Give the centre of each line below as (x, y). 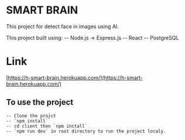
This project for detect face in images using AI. (62, 26)
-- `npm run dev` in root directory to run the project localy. (86, 131)
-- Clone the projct (31, 116)
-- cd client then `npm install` (47, 126)
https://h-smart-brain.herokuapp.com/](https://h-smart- (76, 77)
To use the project (40, 102)
